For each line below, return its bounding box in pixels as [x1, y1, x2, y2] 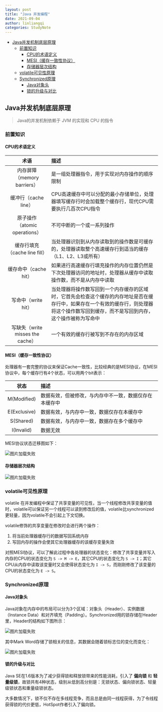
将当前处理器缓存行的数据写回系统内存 [12, 533, 89, 539]
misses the [14, 331, 40, 337]
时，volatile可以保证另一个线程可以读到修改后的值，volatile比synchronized [5, 506, 154, 512]
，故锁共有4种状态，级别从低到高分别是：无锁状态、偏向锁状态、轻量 [17, 679, 157, 685]
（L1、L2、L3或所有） [51, 253, 103, 260]
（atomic [16, 222, 37, 229]
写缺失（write [11, 324, 43, 331]
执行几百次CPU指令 [56, 205, 101, 212]
